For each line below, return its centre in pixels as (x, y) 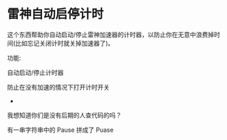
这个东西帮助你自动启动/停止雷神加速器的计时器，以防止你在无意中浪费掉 (111, 34)
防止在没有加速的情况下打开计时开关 (58, 87)
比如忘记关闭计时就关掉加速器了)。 (65, 43)
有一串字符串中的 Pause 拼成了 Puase (61, 130)
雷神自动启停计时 (56, 14)
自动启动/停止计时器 (35, 72)
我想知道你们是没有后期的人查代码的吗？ (64, 115)
